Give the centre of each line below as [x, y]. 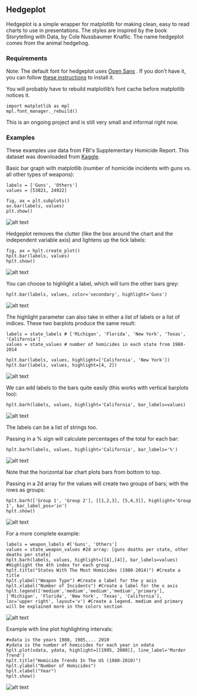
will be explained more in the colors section [64, 607]
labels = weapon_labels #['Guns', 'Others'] [62, 544]
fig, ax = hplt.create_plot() [43, 251]
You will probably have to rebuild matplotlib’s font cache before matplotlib [95, 89]
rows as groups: [26, 490]
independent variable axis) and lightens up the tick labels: [76, 240]
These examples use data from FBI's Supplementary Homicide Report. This [98, 150]
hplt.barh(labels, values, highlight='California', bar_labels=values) [96, 405]
